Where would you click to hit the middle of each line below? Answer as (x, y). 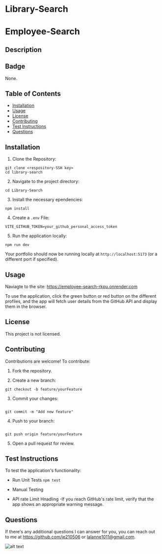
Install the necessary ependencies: (48, 200)
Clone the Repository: (34, 159)
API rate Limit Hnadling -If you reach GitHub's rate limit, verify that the (83, 499)
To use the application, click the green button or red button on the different (81, 296)
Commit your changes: (35, 398)
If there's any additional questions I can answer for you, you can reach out (80, 532)
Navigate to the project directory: (46, 182)
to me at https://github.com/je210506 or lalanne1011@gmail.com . (70, 537)
